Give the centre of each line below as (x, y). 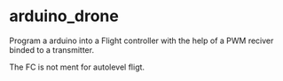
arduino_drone (64, 16)
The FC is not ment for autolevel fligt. (77, 67)
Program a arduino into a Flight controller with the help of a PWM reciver (141, 40)
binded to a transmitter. (52, 49)
